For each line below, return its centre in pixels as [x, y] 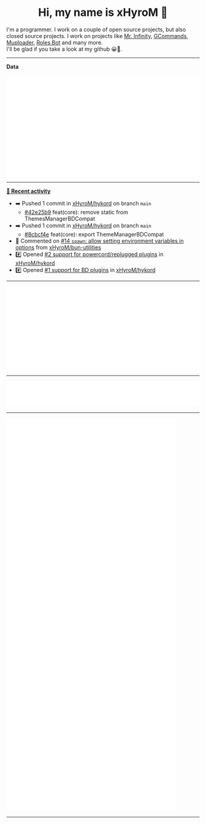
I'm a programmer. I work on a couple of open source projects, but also [96, 29]
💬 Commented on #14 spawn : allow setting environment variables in [99, 241]
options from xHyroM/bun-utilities [58, 248]
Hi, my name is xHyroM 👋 [103, 13]
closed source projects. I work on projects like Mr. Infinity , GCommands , [97, 36]
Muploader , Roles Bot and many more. [55, 42]
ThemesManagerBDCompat [60, 219]
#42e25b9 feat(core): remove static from [76, 212]
